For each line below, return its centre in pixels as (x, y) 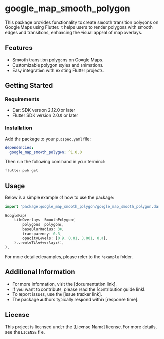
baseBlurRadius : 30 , (43, 229)
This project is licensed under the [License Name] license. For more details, (81, 327)
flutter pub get (21, 170)
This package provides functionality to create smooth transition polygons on (82, 22)
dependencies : (20, 147)
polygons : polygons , (43, 224)
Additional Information (40, 272)
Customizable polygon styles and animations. (58, 65)
